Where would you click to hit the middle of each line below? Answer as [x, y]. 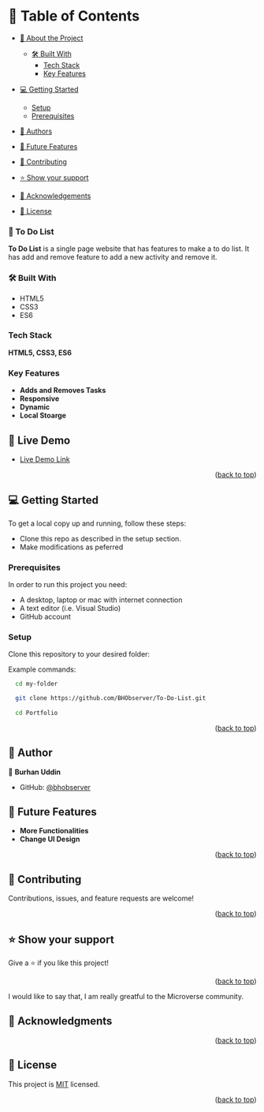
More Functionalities [54, 831]
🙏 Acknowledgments [60, 1021]
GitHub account [45, 617]
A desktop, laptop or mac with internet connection [101, 600]
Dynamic [34, 407]
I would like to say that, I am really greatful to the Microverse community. [126, 997]
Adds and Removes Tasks [63, 391]
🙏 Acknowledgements [55, 196]
